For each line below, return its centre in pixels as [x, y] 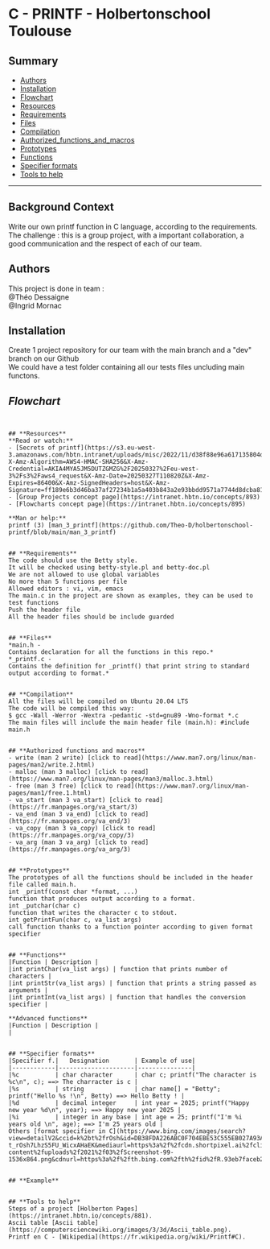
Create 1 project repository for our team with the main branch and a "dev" [130, 350]
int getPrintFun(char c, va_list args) [75, 920]
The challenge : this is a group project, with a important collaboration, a [126, 235]
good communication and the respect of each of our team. [105, 243]
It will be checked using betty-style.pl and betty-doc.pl [109, 568]
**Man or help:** [37, 519]
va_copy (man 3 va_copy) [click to [75, 829]
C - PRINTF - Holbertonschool [110, 14]
